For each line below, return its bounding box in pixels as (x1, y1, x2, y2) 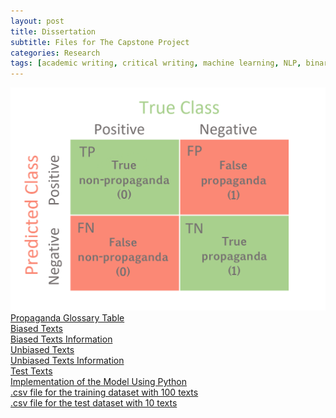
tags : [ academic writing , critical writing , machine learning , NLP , (10, 58, 302, 69)
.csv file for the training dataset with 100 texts (10, 386, 199, 398)
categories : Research (10, 48, 101, 58)
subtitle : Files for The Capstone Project (10, 37, 190, 47)
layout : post (10, 16, 65, 26)
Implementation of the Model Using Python (10, 375, 188, 387)
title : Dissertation (10, 26, 97, 37)
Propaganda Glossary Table (10, 311, 125, 324)
